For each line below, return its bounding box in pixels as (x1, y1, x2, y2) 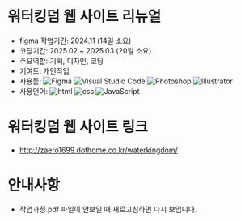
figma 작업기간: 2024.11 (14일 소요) (19, 36, 132, 45)
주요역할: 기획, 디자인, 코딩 (19, 56, 104, 66)
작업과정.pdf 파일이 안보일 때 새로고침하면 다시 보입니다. (19, 204, 197, 214)
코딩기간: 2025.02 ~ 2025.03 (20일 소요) (19, 45, 152, 55)
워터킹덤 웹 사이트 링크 (7, 118, 149, 136)
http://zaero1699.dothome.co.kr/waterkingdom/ (19, 145, 179, 155)
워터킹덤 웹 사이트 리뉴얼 (7, 7, 162, 26)
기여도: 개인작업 (19, 66, 70, 75)
